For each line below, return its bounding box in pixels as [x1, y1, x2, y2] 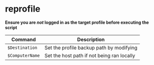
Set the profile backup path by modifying [44, 44, 138, 51]
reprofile [5, 3, 41, 15]
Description [77, 36, 105, 43]
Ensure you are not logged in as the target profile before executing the [5, 19, 149, 25]
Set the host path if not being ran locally [44, 52, 136, 59]
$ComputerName [7, 52, 40, 58]
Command [11, 36, 36, 43]
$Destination [7, 45, 38, 50]
